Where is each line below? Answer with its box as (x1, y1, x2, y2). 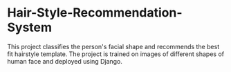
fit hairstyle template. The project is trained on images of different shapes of (7, 50, 225, 58)
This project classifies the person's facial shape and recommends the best (7, 42, 220, 51)
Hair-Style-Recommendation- (7, 5, 183, 21)
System (7, 19, 53, 35)
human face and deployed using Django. (7, 57, 123, 65)
